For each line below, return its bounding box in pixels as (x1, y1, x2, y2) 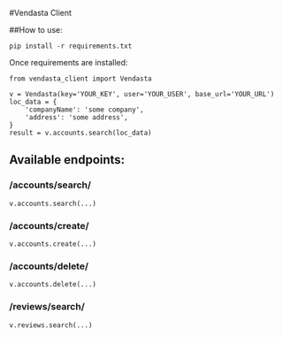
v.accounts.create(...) (9, 239, 97, 249)
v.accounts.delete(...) (9, 280, 97, 289)
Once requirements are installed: (9, 57, 128, 67)
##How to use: (9, 25, 64, 34)
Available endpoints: (9, 152, 126, 167)
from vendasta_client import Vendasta (9, 74, 152, 83)
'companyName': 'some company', (25, 105, 144, 114)
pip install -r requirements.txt (9, 42, 133, 50)
